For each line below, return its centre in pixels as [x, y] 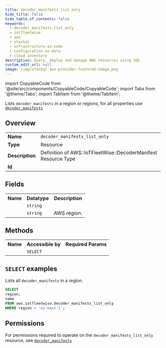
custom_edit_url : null [28, 65]
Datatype [38, 198]
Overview [21, 123]
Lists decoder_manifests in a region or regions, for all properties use [74, 103]
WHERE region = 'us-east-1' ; [35, 308]
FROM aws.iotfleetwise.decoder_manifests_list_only [59, 303]
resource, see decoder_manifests [39, 341]
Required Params [86, 244]
